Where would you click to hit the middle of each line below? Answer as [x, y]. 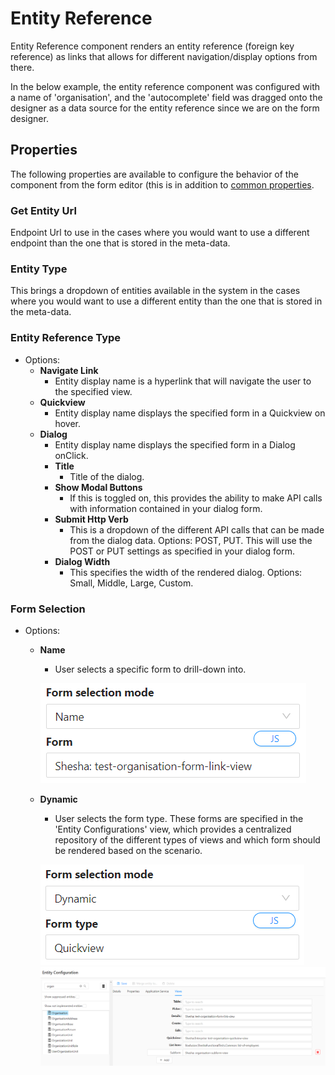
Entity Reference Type [66, 338]
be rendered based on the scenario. [128, 850]
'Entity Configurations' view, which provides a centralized [173, 829]
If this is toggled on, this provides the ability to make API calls [196, 498]
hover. [67, 423]
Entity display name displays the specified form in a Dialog [175, 444]
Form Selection [48, 609]
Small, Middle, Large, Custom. [131, 583]
